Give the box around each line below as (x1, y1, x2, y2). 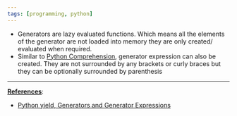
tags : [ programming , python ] (7, 10, 93, 18)
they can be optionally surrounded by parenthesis (17, 67, 163, 75)
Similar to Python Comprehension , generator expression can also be (17, 52, 217, 60)
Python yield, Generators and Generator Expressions (17, 101, 171, 109)
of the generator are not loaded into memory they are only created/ (17, 37, 213, 46)
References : (7, 87, 44, 96)
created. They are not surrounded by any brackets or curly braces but (17, 59, 221, 67)
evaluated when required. (17, 44, 92, 53)
